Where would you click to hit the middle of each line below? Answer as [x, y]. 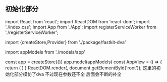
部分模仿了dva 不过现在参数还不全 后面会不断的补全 [68, 74]
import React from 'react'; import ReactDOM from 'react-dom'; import [78, 21]
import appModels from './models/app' [45, 52]
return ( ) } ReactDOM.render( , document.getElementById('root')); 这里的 [81, 68]
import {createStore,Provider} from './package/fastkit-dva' [66, 42]
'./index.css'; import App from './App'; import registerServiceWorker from [81, 27]
